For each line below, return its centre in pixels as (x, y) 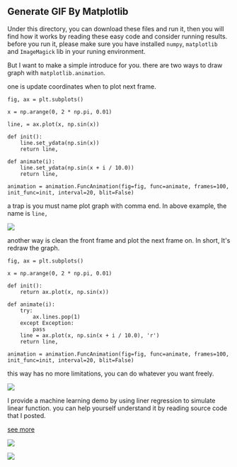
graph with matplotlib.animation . (57, 72)
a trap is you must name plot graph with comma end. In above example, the (117, 206)
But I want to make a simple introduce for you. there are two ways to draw (115, 65)
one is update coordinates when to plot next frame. (82, 86)
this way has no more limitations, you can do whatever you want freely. (111, 373)
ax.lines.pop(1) (57, 317)
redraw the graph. (34, 248)
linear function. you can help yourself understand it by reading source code (117, 408)
